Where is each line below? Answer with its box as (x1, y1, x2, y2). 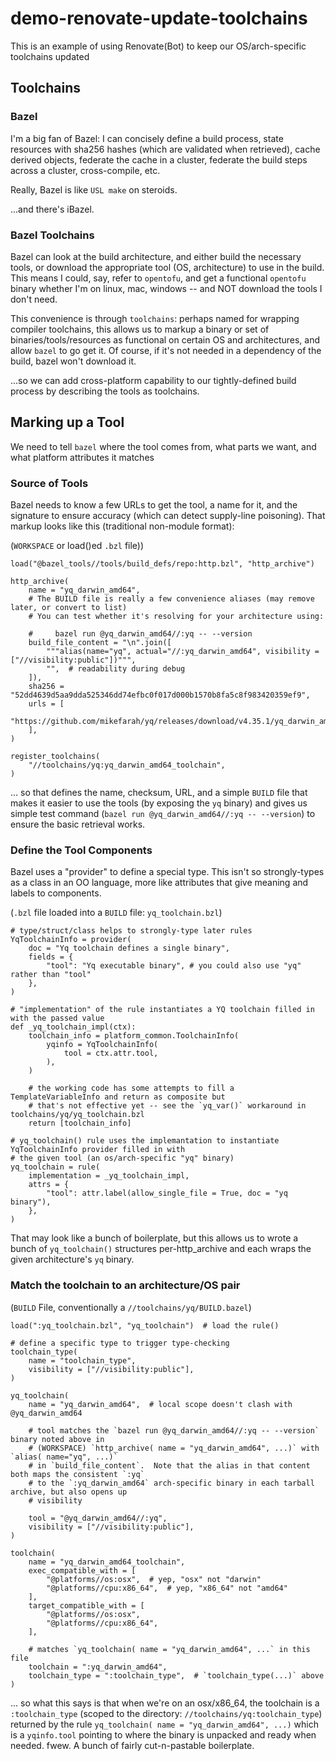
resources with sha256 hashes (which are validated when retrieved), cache (10, 143, 321, 155)
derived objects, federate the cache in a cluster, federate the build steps (10, 153, 308, 166)
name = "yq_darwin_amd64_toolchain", (28, 1557, 186, 1567)
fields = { (28, 952, 74, 962)
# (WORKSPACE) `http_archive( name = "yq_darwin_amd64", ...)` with (28, 1443, 320, 1453)
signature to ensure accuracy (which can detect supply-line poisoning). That (10, 510, 326, 522)
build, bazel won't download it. (10, 355, 137, 367)
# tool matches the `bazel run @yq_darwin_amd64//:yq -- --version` (28, 1425, 320, 1436)
